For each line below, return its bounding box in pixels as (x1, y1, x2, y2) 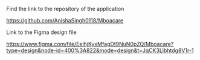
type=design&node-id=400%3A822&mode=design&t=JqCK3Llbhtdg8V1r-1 (6, 47, 195, 54)
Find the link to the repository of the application (6, 5, 124, 12)
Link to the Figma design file (6, 28, 77, 36)
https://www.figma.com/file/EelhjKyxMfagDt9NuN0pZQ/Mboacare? (6, 41, 174, 47)
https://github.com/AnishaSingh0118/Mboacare (6, 17, 124, 24)
